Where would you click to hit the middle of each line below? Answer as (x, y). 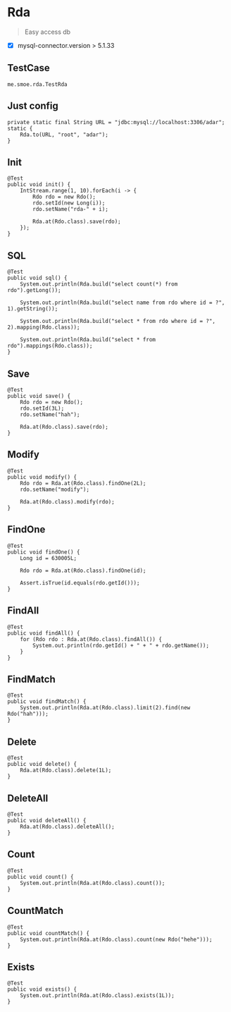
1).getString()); (33, 309)
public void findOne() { (44, 552)
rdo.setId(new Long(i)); (69, 203)
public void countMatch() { (49, 933)
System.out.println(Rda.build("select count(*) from (99, 284)
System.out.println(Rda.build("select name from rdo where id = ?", (123, 303)
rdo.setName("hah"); (50, 415)
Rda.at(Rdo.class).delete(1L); (66, 770)
